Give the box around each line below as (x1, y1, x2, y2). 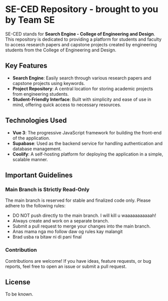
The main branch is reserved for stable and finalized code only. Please (5, 197, 151, 203)
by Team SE (5, 14, 55, 26)
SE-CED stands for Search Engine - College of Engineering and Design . (5, 31, 155, 37)
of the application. (12, 135, 50, 141)
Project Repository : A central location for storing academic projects (12, 86, 153, 92)
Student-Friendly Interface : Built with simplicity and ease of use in (12, 96, 151, 102)
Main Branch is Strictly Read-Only (5, 186, 90, 193)
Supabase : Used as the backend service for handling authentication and (12, 140, 163, 146)
